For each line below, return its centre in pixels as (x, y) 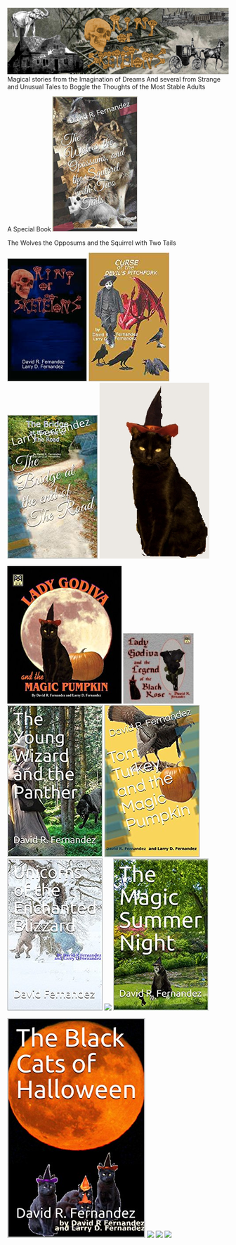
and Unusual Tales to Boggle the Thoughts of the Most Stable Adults (106, 87)
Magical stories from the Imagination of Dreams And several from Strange (114, 79)
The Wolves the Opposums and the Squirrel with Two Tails (92, 243)
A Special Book (29, 229)
